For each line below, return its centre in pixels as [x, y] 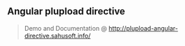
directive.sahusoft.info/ [57, 36]
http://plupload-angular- [144, 28]
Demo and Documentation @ [66, 28]
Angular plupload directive [66, 11]
